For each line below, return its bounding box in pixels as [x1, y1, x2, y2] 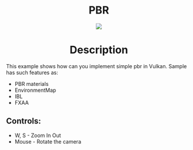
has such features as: [6, 69, 58, 76]
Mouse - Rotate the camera [14, 138, 81, 145]
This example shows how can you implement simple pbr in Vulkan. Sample [6, 62, 187, 69]
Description [69, 44, 128, 56]
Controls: [6, 116, 41, 126]
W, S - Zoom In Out [14, 132, 61, 139]
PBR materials [14, 80, 49, 87]
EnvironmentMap [14, 86, 56, 94]
